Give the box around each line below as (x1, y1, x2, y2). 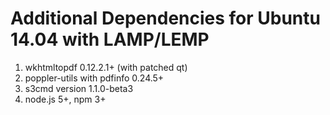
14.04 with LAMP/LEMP (10, 28, 210, 51)
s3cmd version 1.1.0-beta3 (24, 82, 134, 94)
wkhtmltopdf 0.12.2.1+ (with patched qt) (24, 61, 188, 73)
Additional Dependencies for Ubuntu (10, 7, 321, 30)
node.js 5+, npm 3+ (24, 93, 107, 105)
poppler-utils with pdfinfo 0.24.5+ (24, 72, 165, 84)
